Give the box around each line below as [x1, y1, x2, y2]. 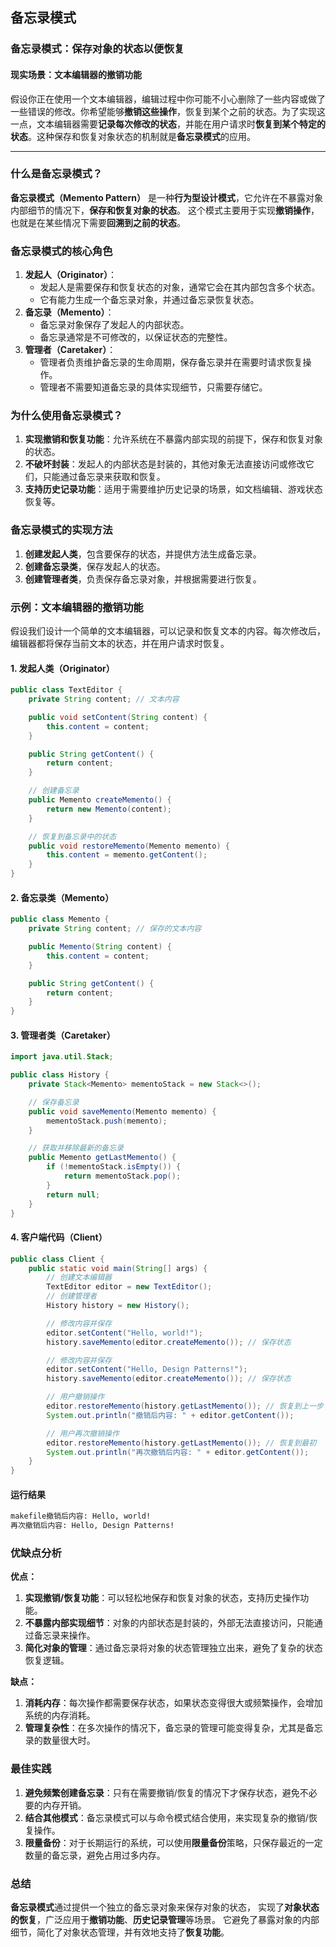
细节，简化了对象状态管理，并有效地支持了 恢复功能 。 [10, 1926, 230, 1938]
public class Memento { [10, 914, 110, 925]
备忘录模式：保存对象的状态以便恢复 [10, 42, 185, 56]
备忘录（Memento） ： [24, 306, 115, 318]
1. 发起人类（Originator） [10, 662, 115, 674]
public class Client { [10, 1254, 105, 1264]
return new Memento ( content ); [46, 804, 172, 814]
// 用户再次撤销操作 [46, 1428, 120, 1438]
